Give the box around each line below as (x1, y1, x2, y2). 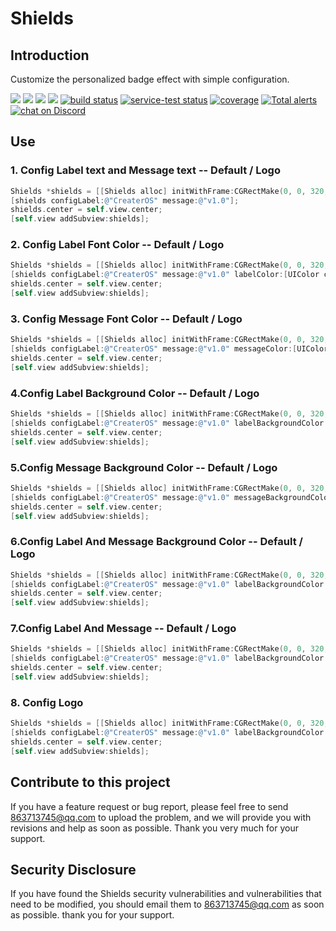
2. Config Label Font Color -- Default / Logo (10, 238, 225, 252)
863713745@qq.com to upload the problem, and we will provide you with (10, 811, 312, 823)
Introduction (10, 47, 90, 64)
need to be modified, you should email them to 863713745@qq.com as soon (10, 898, 325, 911)
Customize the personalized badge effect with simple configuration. (10, 73, 290, 85)
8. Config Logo (10, 695, 84, 709)
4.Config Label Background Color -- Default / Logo (10, 386, 260, 400)
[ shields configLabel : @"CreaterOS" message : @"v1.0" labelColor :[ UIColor (10, 270, 320, 280)
